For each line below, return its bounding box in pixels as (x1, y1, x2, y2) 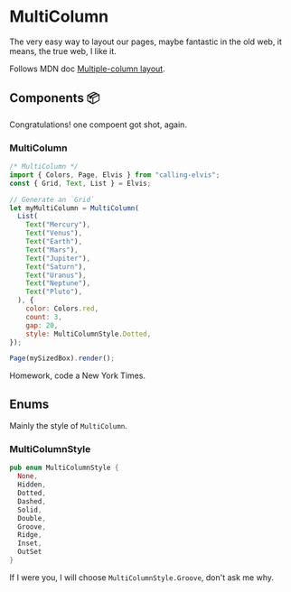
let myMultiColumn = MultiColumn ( (9, 203, 140, 213)
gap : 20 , (25, 320, 59, 330)
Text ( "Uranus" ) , (25, 271, 88, 280)
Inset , (17, 539, 42, 548)
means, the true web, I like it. (9, 45, 117, 56)
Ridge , (17, 531, 42, 540)
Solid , (17, 505, 42, 514)
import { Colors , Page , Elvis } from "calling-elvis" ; (9, 170, 221, 180)
